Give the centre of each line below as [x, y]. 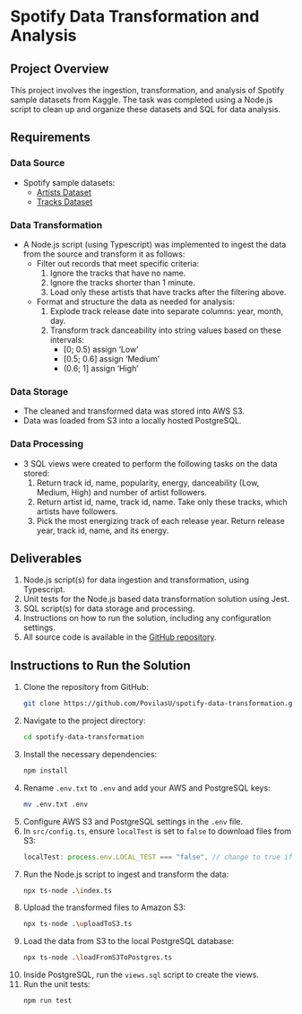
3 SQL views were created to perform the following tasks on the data [150, 463]
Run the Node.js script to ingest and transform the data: [126, 874]
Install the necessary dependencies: [90, 754]
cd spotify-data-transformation [83, 738]
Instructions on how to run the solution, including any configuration [147, 618]
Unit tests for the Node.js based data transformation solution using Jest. [156, 599]
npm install [45, 770]
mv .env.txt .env [56, 804]
